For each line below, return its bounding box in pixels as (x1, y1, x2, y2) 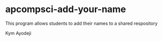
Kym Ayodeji (5, 30, 32, 36)
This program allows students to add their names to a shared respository (5, 20, 158, 26)
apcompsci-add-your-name (5, 4, 126, 15)
